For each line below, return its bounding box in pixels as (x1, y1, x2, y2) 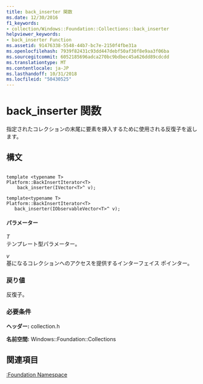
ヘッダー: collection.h (6, 322, 60, 330)
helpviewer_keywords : (6, 31, 61, 37)
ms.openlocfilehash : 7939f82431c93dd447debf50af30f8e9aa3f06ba (6, 48, 170, 54)
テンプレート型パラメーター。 (6, 240, 81, 248)
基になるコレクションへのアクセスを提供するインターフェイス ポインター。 (6, 259, 193, 267)
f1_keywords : (6, 20, 39, 26)
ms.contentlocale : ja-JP (6, 65, 69, 71)
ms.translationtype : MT (6, 59, 67, 65)
